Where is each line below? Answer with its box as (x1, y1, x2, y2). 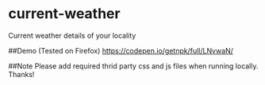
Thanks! (8, 69, 35, 79)
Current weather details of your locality (8, 31, 136, 40)
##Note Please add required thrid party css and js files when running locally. (8, 61, 259, 71)
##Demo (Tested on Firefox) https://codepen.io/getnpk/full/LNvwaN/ (8, 46, 234, 55)
